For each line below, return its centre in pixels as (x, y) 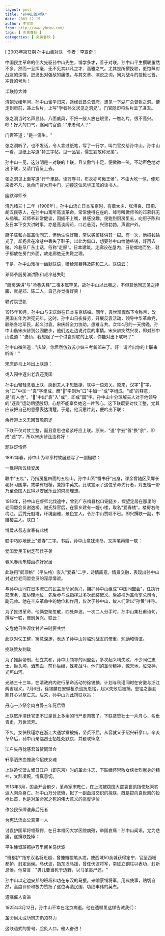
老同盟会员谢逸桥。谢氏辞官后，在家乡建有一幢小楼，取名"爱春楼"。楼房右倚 (82, 507)
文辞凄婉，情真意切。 (35, 776)
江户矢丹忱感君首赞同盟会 (31, 749)
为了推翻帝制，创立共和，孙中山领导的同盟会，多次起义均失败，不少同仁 (78, 659)
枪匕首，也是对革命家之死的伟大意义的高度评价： (55, 799)
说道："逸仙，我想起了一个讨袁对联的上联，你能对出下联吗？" (71, 336)
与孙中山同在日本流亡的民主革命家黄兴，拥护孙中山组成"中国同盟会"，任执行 (82, 589)
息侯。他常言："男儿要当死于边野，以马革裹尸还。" (57, 870)
